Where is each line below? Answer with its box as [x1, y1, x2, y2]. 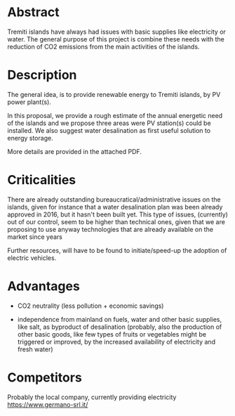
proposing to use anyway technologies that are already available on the [7, 225, 214, 233]
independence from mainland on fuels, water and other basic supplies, [17, 315, 222, 323]
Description [7, 67, 77, 83]
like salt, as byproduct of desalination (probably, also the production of [17, 323, 222, 331]
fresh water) [17, 345, 54, 353]
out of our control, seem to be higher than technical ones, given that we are [7, 217, 226, 226]
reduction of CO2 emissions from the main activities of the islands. [7, 42, 200, 51]
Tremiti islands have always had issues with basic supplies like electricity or [7, 27, 227, 36]
